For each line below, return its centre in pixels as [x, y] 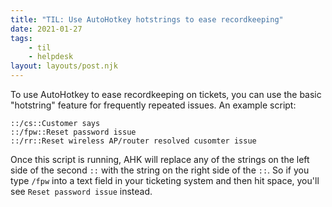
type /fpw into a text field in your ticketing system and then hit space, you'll [165, 180]
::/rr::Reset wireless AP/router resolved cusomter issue [133, 141]
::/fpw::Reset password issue [73, 132]
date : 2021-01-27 [46, 29]
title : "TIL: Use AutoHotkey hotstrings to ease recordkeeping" [147, 19]
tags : [21, 38]
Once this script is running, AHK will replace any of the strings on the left [160, 159]
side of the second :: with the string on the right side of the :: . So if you [160, 170]
